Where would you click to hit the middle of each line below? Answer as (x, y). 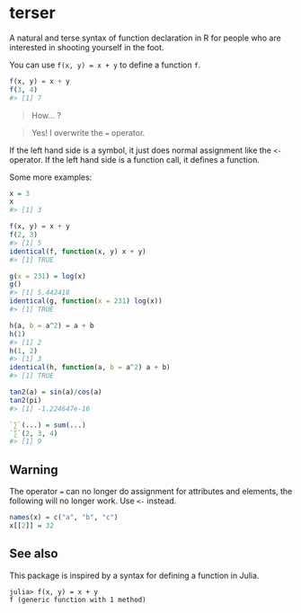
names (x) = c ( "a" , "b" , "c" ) (64, 518)
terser (32, 13)
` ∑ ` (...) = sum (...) (48, 425)
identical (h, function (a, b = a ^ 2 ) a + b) (90, 368)
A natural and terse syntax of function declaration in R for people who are (145, 38)
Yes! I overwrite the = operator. (88, 132)
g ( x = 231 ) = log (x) (48, 276)
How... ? (46, 115)
